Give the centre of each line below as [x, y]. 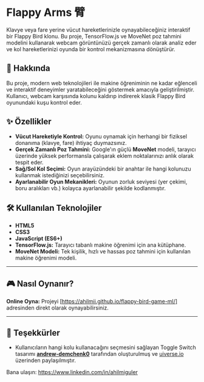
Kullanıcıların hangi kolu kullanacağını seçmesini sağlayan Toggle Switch [105, 347]
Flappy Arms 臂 [46, 12]
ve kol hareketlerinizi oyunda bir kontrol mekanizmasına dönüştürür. [91, 49]
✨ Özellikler [29, 122]
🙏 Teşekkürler [33, 333]
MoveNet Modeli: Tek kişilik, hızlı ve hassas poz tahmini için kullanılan [103, 252]
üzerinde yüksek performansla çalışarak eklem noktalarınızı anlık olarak [104, 155]
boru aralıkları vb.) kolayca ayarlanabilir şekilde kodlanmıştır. [90, 188]
